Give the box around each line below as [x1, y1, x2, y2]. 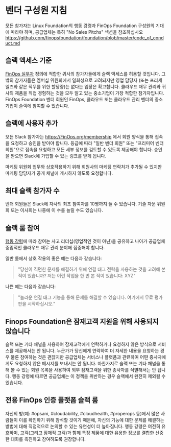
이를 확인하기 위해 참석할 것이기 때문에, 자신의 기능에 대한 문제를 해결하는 [18, 417, 165, 423]
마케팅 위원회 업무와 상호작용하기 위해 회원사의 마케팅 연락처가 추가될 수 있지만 [5, 163, 162, 170]
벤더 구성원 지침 [5, 5, 67, 16]
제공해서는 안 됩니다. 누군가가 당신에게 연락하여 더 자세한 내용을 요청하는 [14, 348, 159, 354]
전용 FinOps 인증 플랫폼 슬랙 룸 [5, 396, 99, 405]
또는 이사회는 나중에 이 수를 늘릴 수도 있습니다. [10, 207, 104, 214]
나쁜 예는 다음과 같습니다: [5, 284, 56, 290]
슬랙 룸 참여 [5, 223, 40, 232]
